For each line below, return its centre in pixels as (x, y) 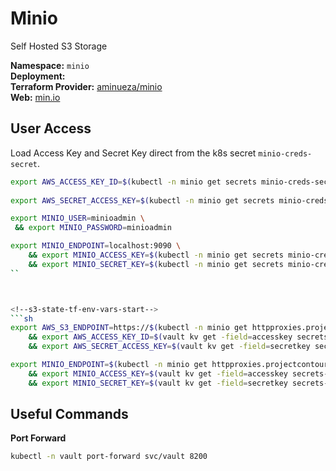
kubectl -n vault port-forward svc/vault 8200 (109, 457)
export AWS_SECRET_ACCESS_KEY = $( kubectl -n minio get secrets (142, 200)
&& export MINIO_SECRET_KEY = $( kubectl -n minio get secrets (156, 264)
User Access (51, 128)
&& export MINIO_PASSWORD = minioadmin (93, 228)
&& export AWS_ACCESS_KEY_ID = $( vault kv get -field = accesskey (160, 337)
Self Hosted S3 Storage (59, 46)
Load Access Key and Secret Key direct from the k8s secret (133, 153)
